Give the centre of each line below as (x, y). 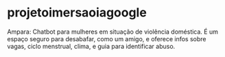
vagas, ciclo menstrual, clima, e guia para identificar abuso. (91, 46)
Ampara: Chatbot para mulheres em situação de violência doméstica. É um (113, 32)
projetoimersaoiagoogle (77, 13)
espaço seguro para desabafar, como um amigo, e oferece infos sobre (107, 38)
